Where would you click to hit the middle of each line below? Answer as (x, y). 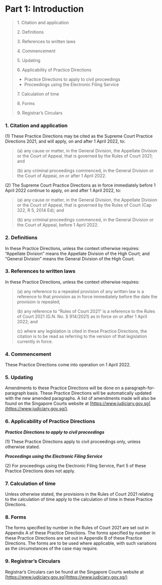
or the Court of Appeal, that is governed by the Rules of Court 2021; (85, 156)
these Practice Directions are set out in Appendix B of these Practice (74, 538)
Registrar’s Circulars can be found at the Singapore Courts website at (74, 572)
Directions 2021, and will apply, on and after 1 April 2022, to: (65, 141)
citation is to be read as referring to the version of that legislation (82, 336)
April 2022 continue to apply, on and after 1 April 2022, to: (63, 190)
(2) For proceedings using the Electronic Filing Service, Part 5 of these (76, 465)
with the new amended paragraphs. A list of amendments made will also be (81, 398)
